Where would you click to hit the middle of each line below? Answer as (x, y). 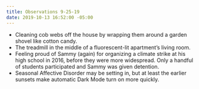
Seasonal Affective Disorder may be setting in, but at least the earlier (101, 73)
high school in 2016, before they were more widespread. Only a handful (104, 60)
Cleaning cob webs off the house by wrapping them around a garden (101, 34)
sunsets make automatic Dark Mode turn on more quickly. (87, 79)
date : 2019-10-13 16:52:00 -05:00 (50, 17)
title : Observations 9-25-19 (43, 12)
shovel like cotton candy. (46, 41)
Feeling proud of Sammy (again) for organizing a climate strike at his (100, 54)
